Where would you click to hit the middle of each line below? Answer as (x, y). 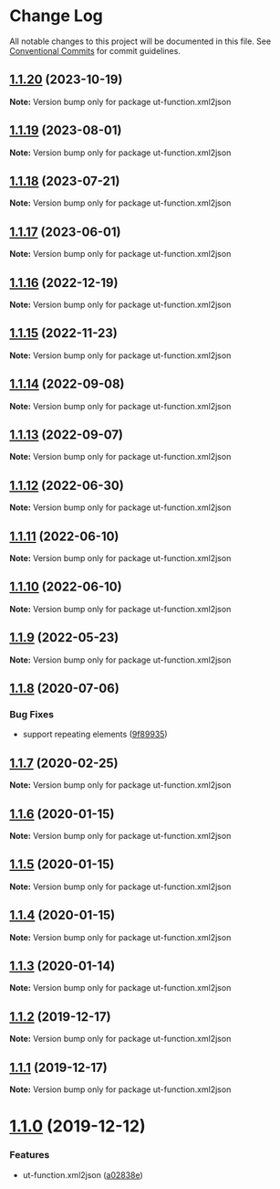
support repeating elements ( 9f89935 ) (95, 734)
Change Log (56, 16)
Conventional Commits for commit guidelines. (95, 50)
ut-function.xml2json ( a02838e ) (83, 1174)
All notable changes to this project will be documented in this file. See (140, 41)
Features (30, 1155)
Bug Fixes (32, 714)
